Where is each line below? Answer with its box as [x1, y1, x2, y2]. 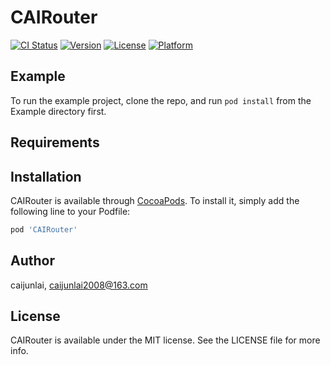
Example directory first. [10, 105, 107, 117]
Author [10, 252, 55, 270]
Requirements [10, 134, 100, 151]
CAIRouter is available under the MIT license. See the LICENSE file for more [10, 334, 321, 346]
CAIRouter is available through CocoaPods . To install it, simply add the [10, 194, 300, 206]
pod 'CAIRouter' [10, 224, 78, 235]
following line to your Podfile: [10, 205, 131, 217]
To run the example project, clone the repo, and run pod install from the [10, 94, 312, 106]
